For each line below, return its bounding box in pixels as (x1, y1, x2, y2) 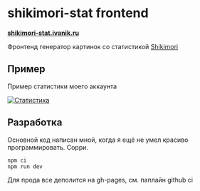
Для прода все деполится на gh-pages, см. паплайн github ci (7, 175, 194, 184)
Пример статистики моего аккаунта (7, 82, 117, 91)
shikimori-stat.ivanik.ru (7, 29, 80, 37)
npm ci (7, 157, 27, 164)
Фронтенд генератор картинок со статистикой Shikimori (7, 42, 179, 51)
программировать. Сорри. (7, 143, 89, 151)
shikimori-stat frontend (7, 5, 149, 21)
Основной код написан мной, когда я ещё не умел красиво (7, 135, 189, 144)
